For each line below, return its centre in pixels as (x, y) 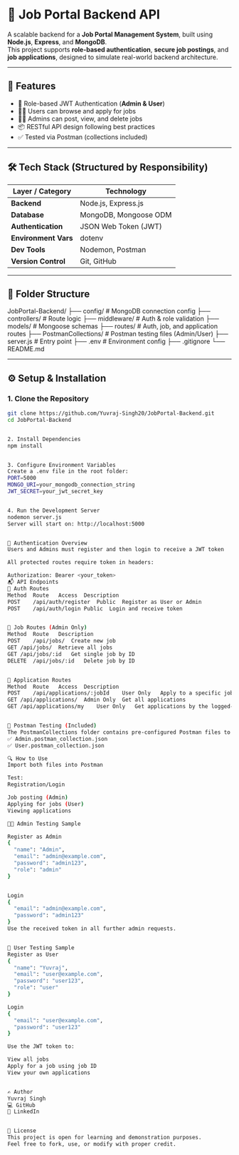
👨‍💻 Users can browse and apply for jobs (77, 111)
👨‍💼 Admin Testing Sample (44, 824)
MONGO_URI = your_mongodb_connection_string (71, 485)
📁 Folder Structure (49, 294)
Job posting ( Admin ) (38, 798)
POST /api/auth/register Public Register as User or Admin (105, 602)
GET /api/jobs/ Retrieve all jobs (60, 648)
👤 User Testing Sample (41, 948)
